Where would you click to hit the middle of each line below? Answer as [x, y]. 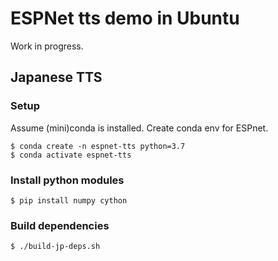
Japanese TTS [56, 77]
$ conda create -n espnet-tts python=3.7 [98, 146]
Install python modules [67, 180]
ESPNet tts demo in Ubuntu [125, 18]
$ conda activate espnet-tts [71, 155]
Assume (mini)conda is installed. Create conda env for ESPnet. [139, 128]
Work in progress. [47, 46]
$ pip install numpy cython [69, 200]
